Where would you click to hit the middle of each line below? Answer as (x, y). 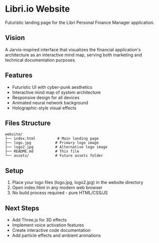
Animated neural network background (50, 102)
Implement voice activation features (48, 225)
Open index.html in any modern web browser (57, 188)
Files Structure (28, 123)
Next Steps (22, 208)
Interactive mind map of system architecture (56, 92)
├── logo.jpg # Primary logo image (52, 143)
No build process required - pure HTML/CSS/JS (60, 193)
